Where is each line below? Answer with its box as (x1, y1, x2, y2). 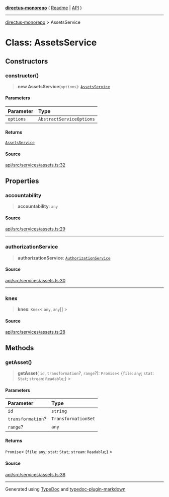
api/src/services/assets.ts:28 (5, 329, 65, 335)
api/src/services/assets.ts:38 (5, 471, 66, 477)
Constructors (5, 57, 48, 66)
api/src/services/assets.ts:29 (5, 226, 65, 232)
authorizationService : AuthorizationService (17, 255, 111, 261)
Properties (5, 176, 39, 185)
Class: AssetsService (5, 37, 97, 48)
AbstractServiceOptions (38, 116, 95, 122)
